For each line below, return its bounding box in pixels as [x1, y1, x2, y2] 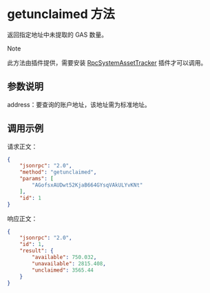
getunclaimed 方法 [7, 6, 115, 22]
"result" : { [19, 247, 54, 254]
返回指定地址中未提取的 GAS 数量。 [7, 30, 108, 39]
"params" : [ [19, 176, 54, 182]
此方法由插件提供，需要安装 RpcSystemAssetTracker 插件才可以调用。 [7, 58, 207, 66]
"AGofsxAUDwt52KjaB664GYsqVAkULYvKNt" [32, 182, 143, 189]
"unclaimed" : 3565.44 [32, 267, 94, 274]
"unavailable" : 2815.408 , [32, 260, 107, 267]
